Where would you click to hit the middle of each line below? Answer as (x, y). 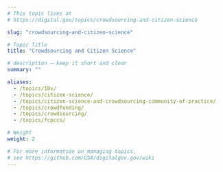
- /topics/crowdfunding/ (49, 108)
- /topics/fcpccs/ (40, 121)
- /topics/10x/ (35, 88)
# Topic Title (27, 45)
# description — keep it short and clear (67, 63)
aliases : (20, 82)
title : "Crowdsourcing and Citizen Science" (72, 51)
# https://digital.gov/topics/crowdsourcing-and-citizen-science (102, 20)
